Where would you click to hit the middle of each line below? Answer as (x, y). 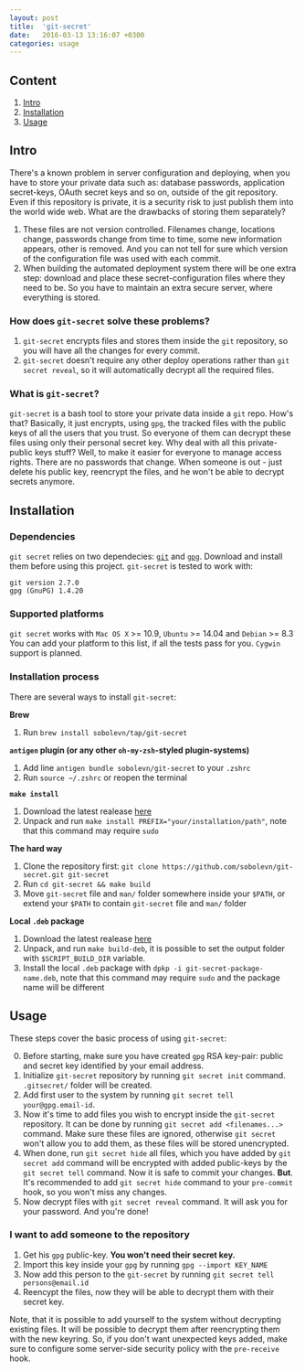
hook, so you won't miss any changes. (95, 1192)
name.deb (39, 978)
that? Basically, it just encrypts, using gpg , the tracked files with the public (148, 423)
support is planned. (46, 653)
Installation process (54, 677)
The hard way (36, 848)
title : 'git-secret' (51, 27)
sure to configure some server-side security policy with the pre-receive (145, 1348)
